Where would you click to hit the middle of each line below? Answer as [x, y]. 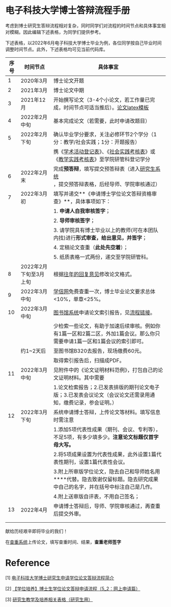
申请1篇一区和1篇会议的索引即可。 [105, 341]
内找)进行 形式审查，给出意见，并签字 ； [100, 238]
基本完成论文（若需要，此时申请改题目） [102, 121]
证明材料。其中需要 [81, 378]
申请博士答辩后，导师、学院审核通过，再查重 [107, 506]
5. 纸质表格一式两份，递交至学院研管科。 [102, 257]
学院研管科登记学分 [127, 159]
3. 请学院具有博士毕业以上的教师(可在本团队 [106, 230]
